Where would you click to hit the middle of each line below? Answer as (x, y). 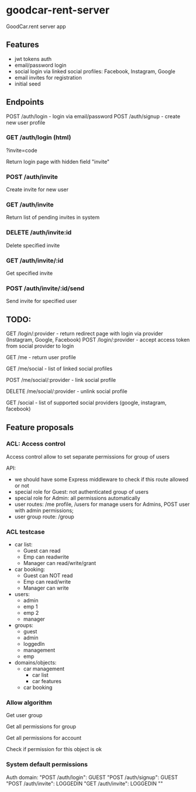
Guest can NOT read (48, 576)
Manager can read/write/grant (60, 563)
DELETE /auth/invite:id (39, 233)
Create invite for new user (37, 190)
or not (22, 485)
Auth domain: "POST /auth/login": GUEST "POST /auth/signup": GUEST (92, 777)
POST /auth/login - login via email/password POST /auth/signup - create (93, 116)
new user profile (26, 122)
